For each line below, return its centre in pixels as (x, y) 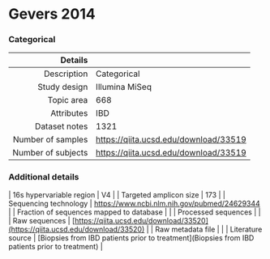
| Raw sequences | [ (42, 220)
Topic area (68, 100)
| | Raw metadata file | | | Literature (204, 229)
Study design (63, 87)
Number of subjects (50, 153)
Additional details (44, 177)
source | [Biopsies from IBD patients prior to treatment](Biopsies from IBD (131, 238)
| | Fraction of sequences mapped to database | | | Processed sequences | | (135, 212)
